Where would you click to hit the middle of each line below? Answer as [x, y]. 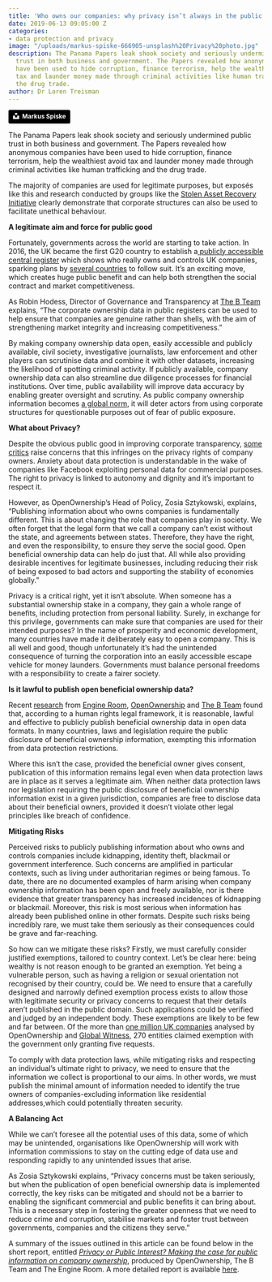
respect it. [25, 486]
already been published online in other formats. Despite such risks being [130, 916]
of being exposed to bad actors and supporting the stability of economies [131, 571]
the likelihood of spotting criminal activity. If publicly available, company [128, 369]
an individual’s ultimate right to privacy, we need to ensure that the [119, 1068]
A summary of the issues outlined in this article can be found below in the [131, 1243]
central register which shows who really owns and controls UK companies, [133, 260]
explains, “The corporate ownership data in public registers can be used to [133, 310]
